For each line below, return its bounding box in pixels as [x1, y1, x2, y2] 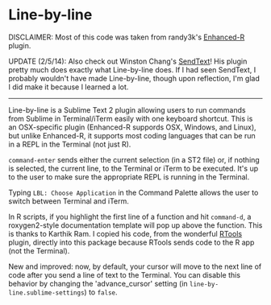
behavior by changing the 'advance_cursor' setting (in [8, 278, 188, 288]
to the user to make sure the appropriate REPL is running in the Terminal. [8, 171, 250, 182]
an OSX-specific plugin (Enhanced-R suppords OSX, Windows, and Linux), [8, 122, 256, 132]
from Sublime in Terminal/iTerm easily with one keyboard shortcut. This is [8, 113, 253, 123]
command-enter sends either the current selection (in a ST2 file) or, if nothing [8, 155, 260, 164]
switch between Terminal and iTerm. [8, 196, 129, 206]
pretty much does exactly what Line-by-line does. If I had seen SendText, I [8, 64, 256, 74]
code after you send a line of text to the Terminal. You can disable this [8, 270, 240, 279]
